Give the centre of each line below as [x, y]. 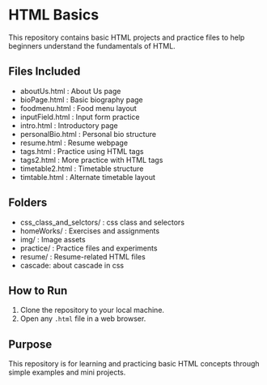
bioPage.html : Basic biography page [81, 100]
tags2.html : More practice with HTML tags [91, 160]
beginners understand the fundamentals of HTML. [92, 45]
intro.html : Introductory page [69, 125]
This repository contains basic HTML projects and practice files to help [127, 37]
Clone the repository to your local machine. [92, 310]
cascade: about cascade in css [72, 265]
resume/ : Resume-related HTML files [83, 256]
